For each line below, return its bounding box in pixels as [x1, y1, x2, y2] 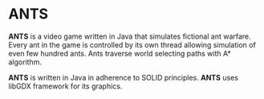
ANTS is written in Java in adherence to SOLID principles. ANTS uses [8, 72, 239, 82]
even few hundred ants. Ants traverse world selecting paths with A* [8, 48, 231, 58]
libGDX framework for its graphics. [8, 81, 123, 91]
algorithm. [8, 57, 43, 67]
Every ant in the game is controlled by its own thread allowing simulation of [8, 39, 257, 49]
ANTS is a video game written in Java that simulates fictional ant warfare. [8, 31, 251, 41]
